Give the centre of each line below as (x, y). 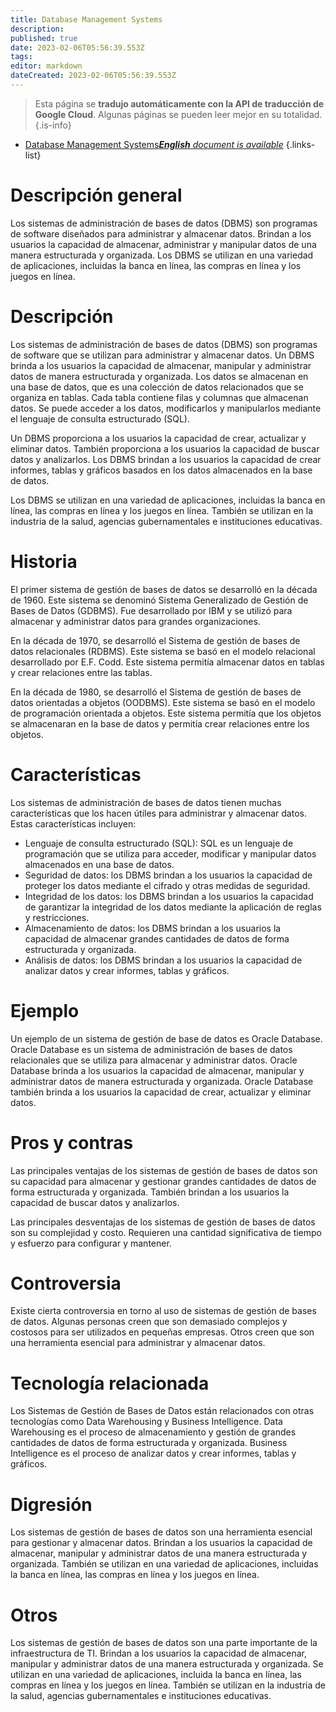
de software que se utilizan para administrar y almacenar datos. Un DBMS (162, 355)
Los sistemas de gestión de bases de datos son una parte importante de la (164, 1643)
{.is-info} (53, 125)
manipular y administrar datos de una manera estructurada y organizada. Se (167, 1664)
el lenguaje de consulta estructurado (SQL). (100, 418)
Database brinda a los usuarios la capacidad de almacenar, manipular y (157, 1070)
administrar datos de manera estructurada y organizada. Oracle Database (162, 1081)
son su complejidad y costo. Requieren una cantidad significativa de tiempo (166, 1232)
